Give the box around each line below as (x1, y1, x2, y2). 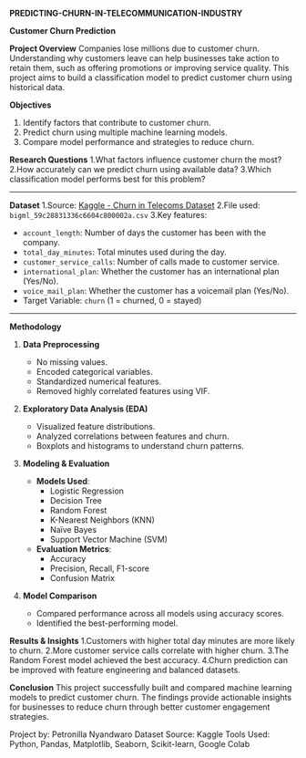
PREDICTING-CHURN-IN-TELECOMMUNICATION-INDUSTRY (9, 8, 243, 18)
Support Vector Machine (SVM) (49, 534, 168, 545)
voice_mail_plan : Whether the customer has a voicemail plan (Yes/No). (22, 286, 290, 296)
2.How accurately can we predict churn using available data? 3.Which (9, 164, 271, 174)
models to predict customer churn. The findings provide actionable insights (9, 692, 292, 702)
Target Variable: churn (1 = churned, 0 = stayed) (22, 296, 202, 306)
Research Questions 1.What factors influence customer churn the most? (9, 154, 282, 165)
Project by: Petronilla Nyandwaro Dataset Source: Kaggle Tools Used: (9, 729, 270, 740)
